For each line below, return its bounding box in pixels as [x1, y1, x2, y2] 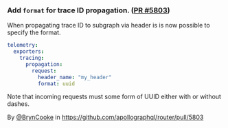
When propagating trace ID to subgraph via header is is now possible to [7, 21, 211, 30]
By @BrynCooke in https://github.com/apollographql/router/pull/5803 [7, 113, 204, 122]
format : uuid [37, 80, 76, 87]
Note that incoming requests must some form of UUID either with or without [7, 92, 222, 101]
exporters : [13, 48, 45, 55]
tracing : [19, 54, 45, 62]
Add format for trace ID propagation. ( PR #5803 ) [7, 6, 170, 15]
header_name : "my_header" [37, 74, 112, 81]
